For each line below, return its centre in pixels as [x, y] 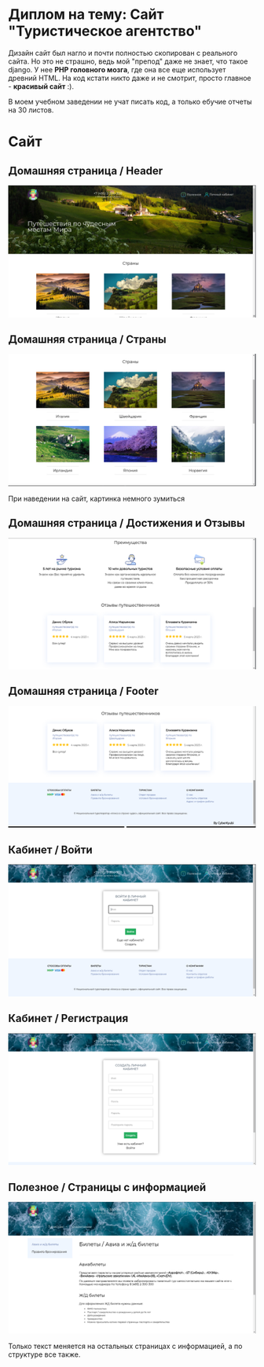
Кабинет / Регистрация [68, 1018]
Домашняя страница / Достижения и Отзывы [126, 523]
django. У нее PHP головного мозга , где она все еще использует [117, 69]
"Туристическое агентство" [105, 31]
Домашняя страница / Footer [83, 691]
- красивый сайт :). [41, 86]
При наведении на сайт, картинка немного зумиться [97, 498]
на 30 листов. [31, 110]
